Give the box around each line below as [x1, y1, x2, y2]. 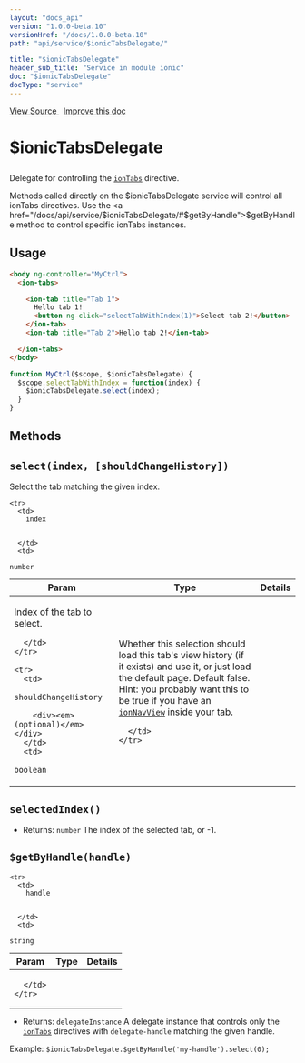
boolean [14, 765, 47, 776]
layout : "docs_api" [9, 13, 84, 23]
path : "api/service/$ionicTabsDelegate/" [9, 38, 169, 48]
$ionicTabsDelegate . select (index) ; [25, 386, 161, 396]
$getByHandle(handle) [9, 851, 132, 864]
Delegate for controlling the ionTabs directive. [9, 172, 180, 183]
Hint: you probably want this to [118, 683, 250, 696]
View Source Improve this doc [9, 105, 127, 116]
